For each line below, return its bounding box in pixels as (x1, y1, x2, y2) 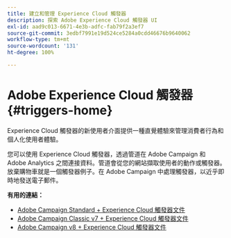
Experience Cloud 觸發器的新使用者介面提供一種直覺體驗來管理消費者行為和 (7, 126, 224, 134)
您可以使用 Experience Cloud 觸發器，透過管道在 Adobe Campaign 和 (7, 150, 206, 158)
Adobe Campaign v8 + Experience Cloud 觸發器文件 (17, 223, 166, 231)
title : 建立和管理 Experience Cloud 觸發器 (7, 10, 127, 17)
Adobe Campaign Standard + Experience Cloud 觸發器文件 (17, 205, 186, 214)
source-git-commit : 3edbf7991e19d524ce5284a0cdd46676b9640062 (7, 29, 191, 37)
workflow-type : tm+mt (7, 36, 70, 43)
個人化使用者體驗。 (7, 135, 62, 143)
